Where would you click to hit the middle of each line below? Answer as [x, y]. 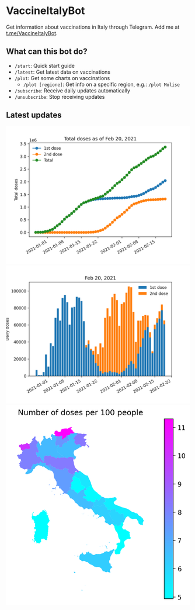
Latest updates [34, 115]
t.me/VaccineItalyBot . [32, 33]
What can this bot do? [47, 52]
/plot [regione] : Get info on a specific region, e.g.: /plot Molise [101, 84]
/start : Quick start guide [44, 66]
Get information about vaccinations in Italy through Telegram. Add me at [93, 27]
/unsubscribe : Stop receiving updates [60, 97]
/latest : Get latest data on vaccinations [62, 72]
